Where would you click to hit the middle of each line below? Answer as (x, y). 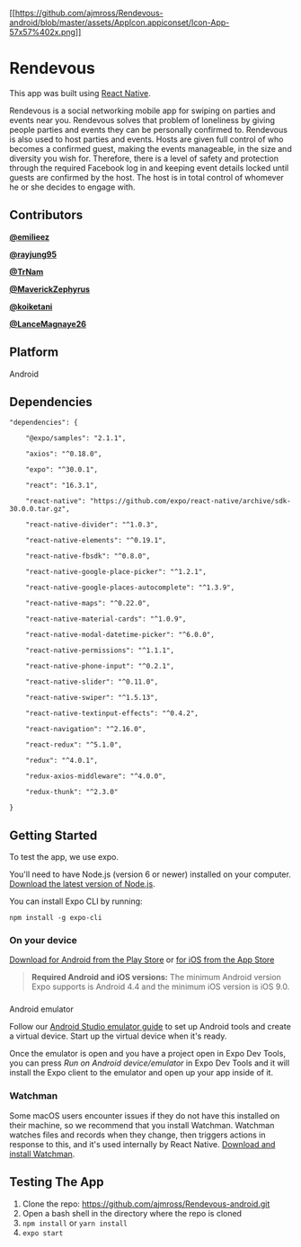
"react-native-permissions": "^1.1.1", (100, 650)
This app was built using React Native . (80, 93)
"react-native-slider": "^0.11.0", (92, 682)
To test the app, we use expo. (64, 857)
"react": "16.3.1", (62, 486)
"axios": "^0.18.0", (64, 454)
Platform (34, 353)
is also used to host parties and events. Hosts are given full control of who (146, 139)
